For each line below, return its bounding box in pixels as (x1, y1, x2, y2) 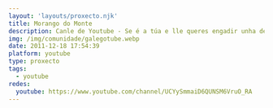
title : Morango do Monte (8, 19, 93, 28)
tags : (8, 65, 27, 73)
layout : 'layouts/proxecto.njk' (8, 11, 118, 20)
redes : (8, 80, 31, 88)
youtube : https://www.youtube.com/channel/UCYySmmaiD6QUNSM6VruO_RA (15, 87, 253, 96)
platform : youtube (8, 50, 71, 58)
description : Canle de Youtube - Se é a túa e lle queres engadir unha (8, 27, 256, 35)
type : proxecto (8, 58, 60, 66)
